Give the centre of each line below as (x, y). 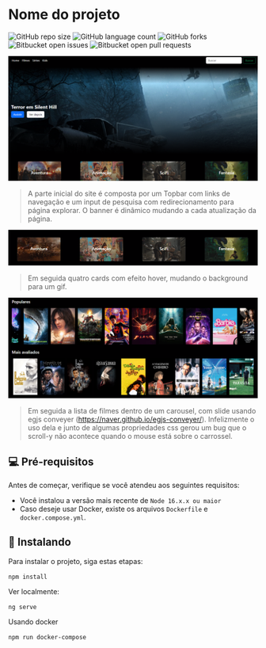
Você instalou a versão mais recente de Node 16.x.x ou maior (120, 500)
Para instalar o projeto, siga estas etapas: (76, 561)
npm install (28, 577)
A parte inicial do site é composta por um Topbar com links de (129, 193)
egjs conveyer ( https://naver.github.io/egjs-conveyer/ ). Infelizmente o (141, 419)
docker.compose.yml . (53, 517)
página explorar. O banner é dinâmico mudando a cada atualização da (142, 210)
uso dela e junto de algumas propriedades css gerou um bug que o (137, 428)
